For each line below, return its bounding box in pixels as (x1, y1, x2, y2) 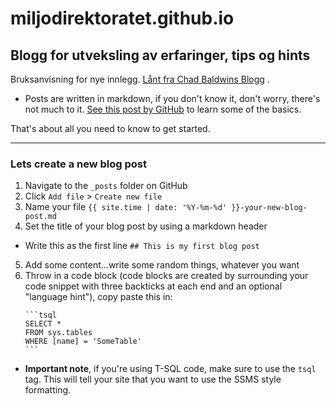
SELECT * (24, 319, 62, 329)
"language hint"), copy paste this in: (24, 291, 173, 303)
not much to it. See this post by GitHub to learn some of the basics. (24, 103, 302, 115)
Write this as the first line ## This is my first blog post (24, 240, 260, 252)
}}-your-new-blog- (231, 203, 308, 213)
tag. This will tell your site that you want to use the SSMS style (24, 373, 282, 386)
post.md (24, 212, 57, 222)
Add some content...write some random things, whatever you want (24, 259, 300, 271)
